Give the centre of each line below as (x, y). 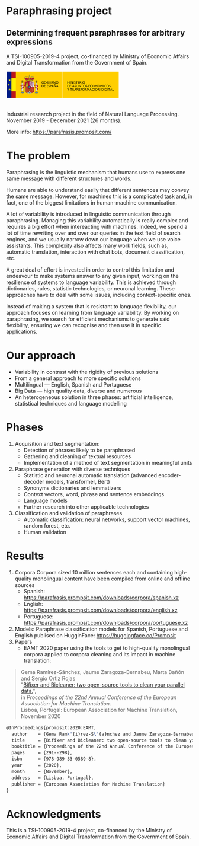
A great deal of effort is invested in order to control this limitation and (90, 269)
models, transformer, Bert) (78, 481)
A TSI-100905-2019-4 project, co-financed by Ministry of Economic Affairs (98, 56)
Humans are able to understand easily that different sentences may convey (98, 190)
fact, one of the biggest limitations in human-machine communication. (92, 202)
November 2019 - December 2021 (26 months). (64, 120)
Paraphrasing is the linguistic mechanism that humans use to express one (96, 172)
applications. (22, 331)
